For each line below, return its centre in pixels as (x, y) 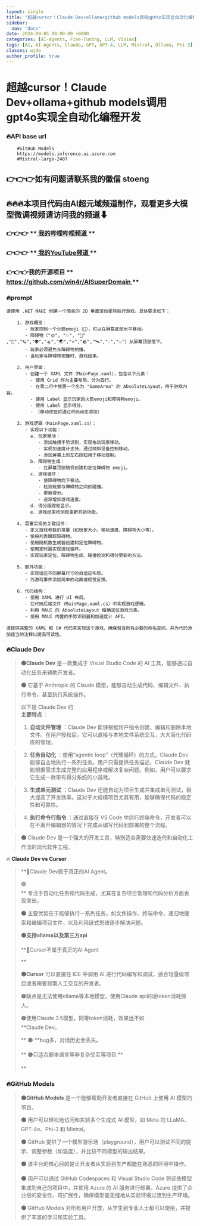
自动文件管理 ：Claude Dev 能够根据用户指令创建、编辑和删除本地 (110, 727)
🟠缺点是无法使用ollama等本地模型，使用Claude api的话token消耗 (101, 996)
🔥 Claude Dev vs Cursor (37, 859)
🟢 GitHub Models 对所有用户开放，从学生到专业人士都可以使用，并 (103, 1208)
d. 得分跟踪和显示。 (52, 506)
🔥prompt (19, 298)
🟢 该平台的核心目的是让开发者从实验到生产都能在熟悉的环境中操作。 (105, 1163)
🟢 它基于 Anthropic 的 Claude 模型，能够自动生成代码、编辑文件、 (102, 685)
